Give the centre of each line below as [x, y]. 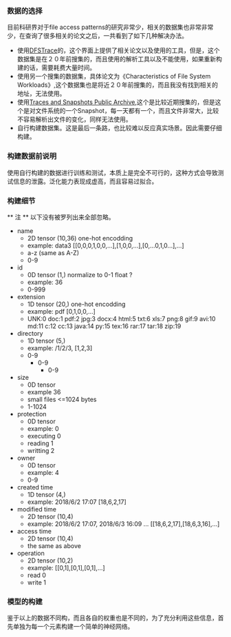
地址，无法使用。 [41, 94]
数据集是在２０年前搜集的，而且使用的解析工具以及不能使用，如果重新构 [119, 59]
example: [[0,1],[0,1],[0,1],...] [66, 567]
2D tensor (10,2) [50, 560]
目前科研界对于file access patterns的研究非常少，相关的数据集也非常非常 [110, 27]
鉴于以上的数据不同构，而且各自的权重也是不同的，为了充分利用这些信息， [112, 618]
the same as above [54, 545]
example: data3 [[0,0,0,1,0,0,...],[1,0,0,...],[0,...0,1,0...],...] [106, 245]
